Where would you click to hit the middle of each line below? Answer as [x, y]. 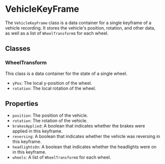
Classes [18, 49]
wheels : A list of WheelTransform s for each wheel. [62, 157]
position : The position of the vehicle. [50, 115]
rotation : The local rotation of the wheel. [54, 88]
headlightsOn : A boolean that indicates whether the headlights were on [84, 147]
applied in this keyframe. [37, 131]
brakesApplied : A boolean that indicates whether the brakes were [79, 126]
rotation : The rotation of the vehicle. [50, 121]
